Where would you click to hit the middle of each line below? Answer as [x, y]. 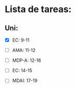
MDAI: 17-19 [25, 81]
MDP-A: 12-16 [27, 60]
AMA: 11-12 [24, 50]
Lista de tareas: [38, 9]
